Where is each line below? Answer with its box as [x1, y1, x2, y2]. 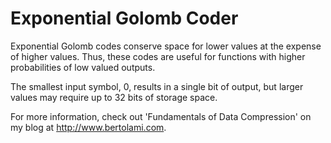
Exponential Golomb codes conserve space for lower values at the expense [10, 40, 322, 52]
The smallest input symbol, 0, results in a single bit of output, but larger [10, 80, 304, 92]
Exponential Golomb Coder [10, 7, 239, 30]
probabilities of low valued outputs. [10, 61, 156, 73]
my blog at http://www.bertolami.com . [10, 121, 167, 133]
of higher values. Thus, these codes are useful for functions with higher [10, 50, 306, 62]
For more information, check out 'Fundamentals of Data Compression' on [10, 110, 312, 122]
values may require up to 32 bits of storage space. [10, 91, 218, 103]
